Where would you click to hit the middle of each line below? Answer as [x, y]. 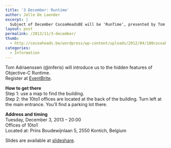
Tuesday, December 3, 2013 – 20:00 [43, 119]
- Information [25, 53]
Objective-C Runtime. [28, 72]
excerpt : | [17, 19]
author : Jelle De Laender [33, 15]
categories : [18, 48]
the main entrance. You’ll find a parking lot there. [56, 104]
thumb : [12, 39]
